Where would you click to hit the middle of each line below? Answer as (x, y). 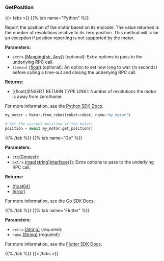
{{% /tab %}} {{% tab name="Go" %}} (44, 138)
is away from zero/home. (37, 96)
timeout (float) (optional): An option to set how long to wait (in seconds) (85, 67)
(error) (19, 191)
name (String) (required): (36, 235)
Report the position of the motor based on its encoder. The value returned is (82, 27)
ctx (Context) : (26, 157)
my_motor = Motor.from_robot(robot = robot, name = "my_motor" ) (68, 115)
